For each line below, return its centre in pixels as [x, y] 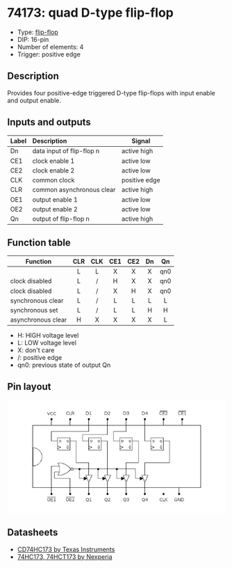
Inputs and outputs [49, 122]
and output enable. [34, 100]
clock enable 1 [53, 161]
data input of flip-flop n [66, 151]
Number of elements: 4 [50, 47]
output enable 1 [55, 199]
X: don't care [36, 350]
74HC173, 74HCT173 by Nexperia [65, 557]
